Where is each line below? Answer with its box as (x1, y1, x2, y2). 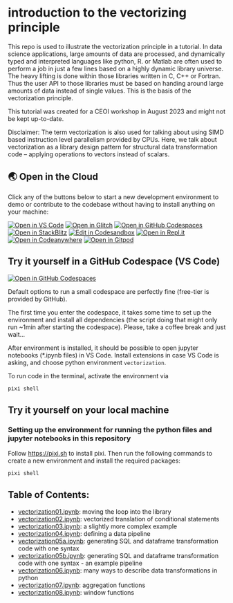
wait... (8, 330, 26, 338)
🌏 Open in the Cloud (8, 171, 99, 183)
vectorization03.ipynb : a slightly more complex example (17, 522, 178, 530)
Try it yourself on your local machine (8, 404, 169, 416)
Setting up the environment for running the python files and (8, 425, 212, 434)
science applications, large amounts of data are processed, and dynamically (8, 50, 225, 58)
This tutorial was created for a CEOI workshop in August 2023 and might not (8, 107, 225, 115)
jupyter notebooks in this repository (8, 434, 131, 443)
